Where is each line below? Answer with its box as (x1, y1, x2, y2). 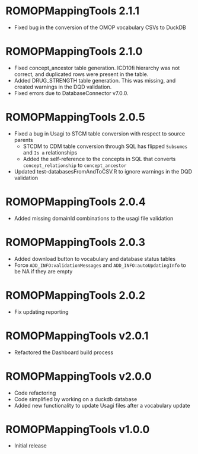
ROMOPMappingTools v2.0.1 (5, 329, 149, 342)
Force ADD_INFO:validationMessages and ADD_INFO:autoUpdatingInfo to (14, 261, 186, 269)
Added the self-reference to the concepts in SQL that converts (23, 155, 176, 162)
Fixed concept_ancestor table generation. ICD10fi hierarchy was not (14, 64, 180, 71)
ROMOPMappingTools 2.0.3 (5, 235, 146, 249)
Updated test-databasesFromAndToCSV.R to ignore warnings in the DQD (14, 168, 193, 175)
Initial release (14, 442, 47, 449)
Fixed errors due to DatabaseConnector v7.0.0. (14, 89, 129, 96)
